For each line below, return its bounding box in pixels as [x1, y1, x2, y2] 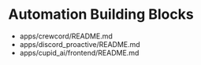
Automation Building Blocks [8, 5, 195, 23]
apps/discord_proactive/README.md [19, 39, 140, 49]
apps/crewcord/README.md [19, 31, 113, 41]
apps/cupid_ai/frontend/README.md [19, 48, 140, 57]
